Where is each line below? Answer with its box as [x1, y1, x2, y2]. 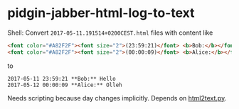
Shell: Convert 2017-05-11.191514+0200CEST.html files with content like [7, 28, 213, 37]
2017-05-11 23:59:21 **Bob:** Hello [7, 75, 116, 82]
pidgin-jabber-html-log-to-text [7, 5, 195, 21]
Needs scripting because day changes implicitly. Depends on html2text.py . [7, 93, 227, 102]
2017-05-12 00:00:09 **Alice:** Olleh [7, 81, 122, 88]
